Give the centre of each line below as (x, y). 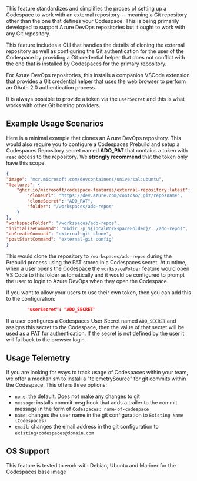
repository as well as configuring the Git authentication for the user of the (95, 51)
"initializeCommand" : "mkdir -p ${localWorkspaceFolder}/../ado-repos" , (97, 228)
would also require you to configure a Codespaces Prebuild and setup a (93, 144)
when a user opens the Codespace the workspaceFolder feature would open (98, 269)
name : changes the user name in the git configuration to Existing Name (99, 415)
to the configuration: (31, 299)
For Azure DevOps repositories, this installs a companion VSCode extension (98, 75)
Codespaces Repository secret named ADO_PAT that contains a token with (97, 150)
